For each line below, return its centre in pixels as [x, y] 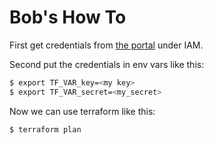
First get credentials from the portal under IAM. [106, 45]
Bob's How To [68, 17]
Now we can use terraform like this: [82, 111]
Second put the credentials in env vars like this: [107, 64]
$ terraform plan [45, 129]
